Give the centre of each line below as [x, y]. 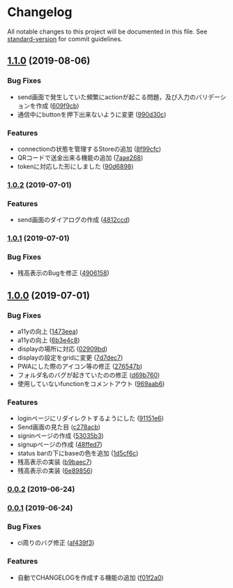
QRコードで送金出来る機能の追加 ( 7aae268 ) [80, 157]
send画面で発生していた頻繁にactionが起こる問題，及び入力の [107, 97]
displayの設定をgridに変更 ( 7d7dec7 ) [70, 358]
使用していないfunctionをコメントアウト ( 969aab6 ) [91, 384]
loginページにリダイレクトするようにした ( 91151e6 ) [90, 418]
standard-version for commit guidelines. [65, 38]
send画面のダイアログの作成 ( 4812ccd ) [74, 220]
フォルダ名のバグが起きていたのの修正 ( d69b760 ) [89, 375]
